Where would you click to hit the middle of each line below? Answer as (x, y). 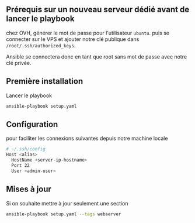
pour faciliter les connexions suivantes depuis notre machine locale (87, 138)
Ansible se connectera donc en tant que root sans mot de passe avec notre (97, 56)
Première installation (45, 81)
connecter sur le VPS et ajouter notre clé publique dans (73, 39)
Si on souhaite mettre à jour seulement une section (67, 203)
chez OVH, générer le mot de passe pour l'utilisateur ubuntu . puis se (88, 33)
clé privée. (19, 63)
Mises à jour (29, 189)
